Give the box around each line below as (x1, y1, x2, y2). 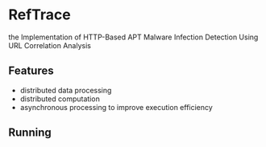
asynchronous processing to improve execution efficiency (19, 102, 214, 112)
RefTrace (8, 6, 71, 24)
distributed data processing (19, 85, 112, 95)
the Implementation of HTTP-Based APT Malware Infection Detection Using (8, 32, 259, 42)
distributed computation (19, 94, 101, 104)
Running (8, 126, 52, 140)
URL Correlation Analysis (8, 40, 91, 50)
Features (8, 64, 54, 78)
